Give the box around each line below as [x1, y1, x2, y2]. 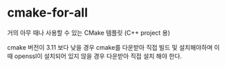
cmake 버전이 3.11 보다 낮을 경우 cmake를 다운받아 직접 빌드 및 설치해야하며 [7, 43, 213, 51]
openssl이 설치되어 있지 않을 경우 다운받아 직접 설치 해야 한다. [14, 52, 182, 60]
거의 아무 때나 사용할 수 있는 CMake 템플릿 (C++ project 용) [7, 28, 171, 37]
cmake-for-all [7, 5, 88, 21]
